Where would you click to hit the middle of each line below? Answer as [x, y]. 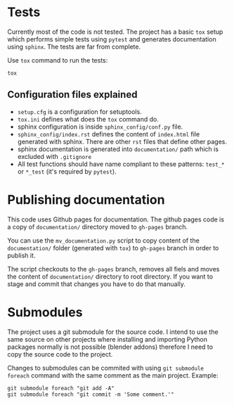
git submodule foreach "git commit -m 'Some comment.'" [91, 394]
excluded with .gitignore [54, 156]
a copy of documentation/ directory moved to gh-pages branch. [98, 226]
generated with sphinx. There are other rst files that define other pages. [122, 141]
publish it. [21, 255]
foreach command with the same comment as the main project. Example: [113, 375]
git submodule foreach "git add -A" [61, 388]
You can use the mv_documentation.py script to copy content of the [104, 240]
